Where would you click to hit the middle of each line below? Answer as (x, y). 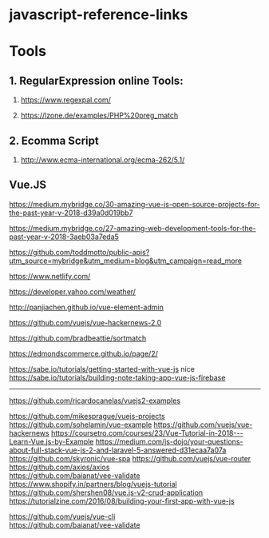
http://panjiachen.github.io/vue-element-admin (87, 307)
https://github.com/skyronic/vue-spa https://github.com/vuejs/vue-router (130, 458)
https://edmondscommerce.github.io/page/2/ (83, 353)
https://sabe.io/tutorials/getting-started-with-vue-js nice (102, 369)
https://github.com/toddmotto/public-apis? (79, 252)
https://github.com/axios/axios (59, 467)
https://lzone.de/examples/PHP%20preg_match (99, 116)
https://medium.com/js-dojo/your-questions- (169, 441)
